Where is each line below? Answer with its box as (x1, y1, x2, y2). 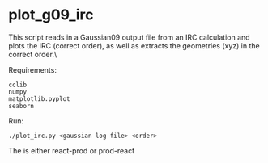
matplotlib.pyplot (8, 94, 70, 102)
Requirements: (8, 65, 57, 74)
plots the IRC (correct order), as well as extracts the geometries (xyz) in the (8, 40, 261, 50)
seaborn (8, 102, 35, 110)
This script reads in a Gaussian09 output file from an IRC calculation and (8, 32, 250, 42)
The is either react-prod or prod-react (8, 145, 135, 155)
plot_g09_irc (8, 6, 95, 24)
